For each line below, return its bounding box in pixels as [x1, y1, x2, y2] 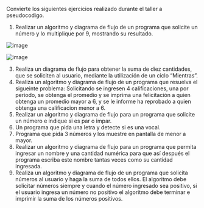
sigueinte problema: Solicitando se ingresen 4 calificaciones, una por [15, 85, 189, 92]
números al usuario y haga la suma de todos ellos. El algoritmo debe [15, 176, 187, 182]
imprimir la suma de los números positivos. [15, 195, 123, 202]
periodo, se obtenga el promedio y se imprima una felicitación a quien [15, 91, 191, 98]
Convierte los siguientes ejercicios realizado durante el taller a [6, 5, 163, 12]
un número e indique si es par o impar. [15, 117, 112, 124]
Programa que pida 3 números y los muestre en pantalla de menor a [15, 131, 186, 137]
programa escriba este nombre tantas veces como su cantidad [15, 156, 173, 163]
